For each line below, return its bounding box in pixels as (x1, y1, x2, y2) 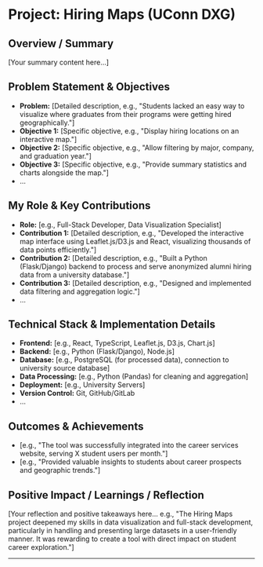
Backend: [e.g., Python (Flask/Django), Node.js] (19, 347, 175, 357)
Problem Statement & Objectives (8, 80, 171, 93)
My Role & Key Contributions (8, 199, 151, 213)
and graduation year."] (19, 151, 92, 160)
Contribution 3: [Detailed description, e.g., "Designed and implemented (19, 278, 252, 287)
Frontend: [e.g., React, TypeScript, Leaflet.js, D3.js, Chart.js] (19, 338, 215, 348)
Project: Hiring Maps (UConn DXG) (8, 5, 236, 24)
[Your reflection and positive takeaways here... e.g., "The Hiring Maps (8, 509, 233, 519)
